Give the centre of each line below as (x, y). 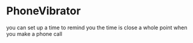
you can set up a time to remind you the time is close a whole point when (97, 27)
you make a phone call (34, 33)
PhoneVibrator (44, 11)
